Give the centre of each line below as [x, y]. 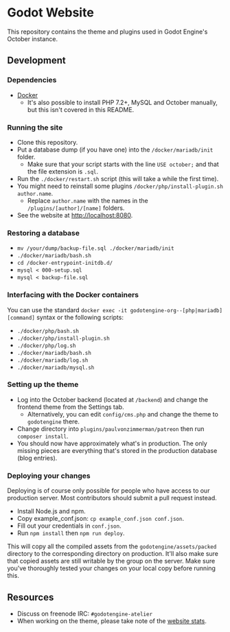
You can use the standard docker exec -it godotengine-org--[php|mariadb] [115, 309]
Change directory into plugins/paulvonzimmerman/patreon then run [111, 429]
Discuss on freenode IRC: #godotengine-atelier [85, 613]
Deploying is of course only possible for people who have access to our [108, 491]
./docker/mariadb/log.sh [53, 360]
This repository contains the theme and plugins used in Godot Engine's [107, 32]
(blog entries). [37, 458]
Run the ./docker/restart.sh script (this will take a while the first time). [118, 178]
